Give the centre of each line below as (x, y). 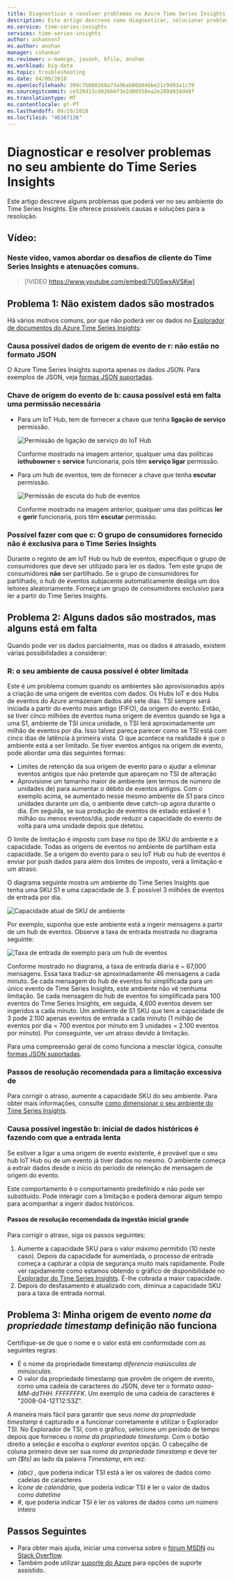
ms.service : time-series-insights (57, 27)
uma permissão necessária (54, 404)
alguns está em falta (52, 629)
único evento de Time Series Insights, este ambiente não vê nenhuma (107, 989)
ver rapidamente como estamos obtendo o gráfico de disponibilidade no (121, 1271)
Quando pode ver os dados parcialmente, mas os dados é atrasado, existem (117, 645)
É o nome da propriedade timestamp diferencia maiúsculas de (107, 1364)
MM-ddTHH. (36, 1393)
